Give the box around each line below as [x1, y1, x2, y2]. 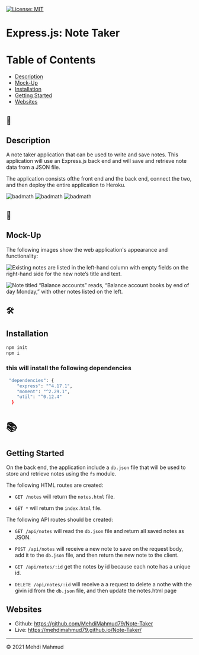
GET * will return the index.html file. [14, 505, 102, 512]
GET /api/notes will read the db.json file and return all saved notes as [14, 528, 185, 535]
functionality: [6, 252, 38, 259]
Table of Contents [6, 53, 96, 67]
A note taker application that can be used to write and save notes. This [6, 151, 179, 158]
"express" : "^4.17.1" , [17, 383, 73, 389]
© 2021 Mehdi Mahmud [6, 643, 64, 650]
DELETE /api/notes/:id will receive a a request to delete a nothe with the [14, 581, 192, 588]
